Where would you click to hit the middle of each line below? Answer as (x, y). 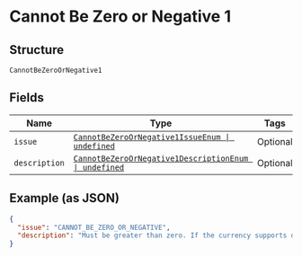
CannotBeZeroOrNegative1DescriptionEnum (161, 158)
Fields (27, 97)
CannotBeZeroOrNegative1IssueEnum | (152, 137)
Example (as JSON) (64, 198)
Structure (37, 50)
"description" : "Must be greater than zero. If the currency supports (152, 235)
